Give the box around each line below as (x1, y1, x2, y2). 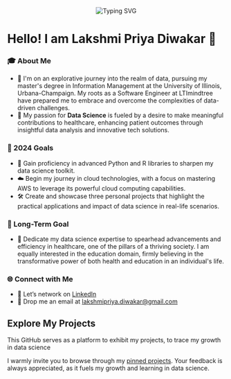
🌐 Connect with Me (7, 274, 74, 283)
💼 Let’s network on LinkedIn (17, 290, 97, 299)
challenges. (37, 104, 71, 112)
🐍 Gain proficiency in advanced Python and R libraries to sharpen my (17, 159, 214, 167)
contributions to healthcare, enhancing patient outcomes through (17, 118, 203, 127)
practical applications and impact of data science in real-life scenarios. (17, 202, 220, 210)
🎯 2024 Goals (7, 143, 54, 153)
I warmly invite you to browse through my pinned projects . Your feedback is (7, 357, 223, 365)
